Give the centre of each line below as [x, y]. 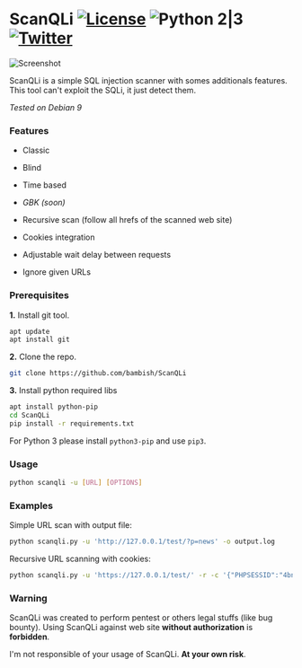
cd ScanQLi [30, 416]
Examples [31, 505]
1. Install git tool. [40, 315]
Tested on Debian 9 [46, 107]
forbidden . [30, 637]
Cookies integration [58, 237]
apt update [30, 331]
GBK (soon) [44, 203]
